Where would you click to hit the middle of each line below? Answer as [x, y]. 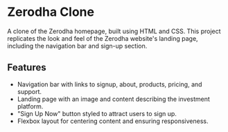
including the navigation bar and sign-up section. [77, 46]
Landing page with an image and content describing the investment [113, 99]
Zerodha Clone [51, 12]
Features [27, 67]
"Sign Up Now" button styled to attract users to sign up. [97, 113]
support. [29, 91]
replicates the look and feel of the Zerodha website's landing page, [103, 38]
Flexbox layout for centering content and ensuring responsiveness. [113, 121]
